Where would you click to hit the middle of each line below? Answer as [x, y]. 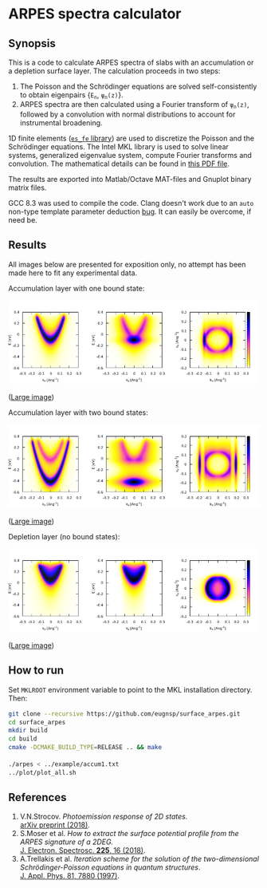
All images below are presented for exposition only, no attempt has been [127, 264]
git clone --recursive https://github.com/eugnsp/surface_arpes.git [124, 714]
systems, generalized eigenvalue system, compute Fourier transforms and [130, 155]
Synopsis [32, 43]
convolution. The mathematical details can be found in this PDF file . [119, 164]
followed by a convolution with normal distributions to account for [128, 114]
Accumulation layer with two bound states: [79, 412]
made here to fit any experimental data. [73, 273]
